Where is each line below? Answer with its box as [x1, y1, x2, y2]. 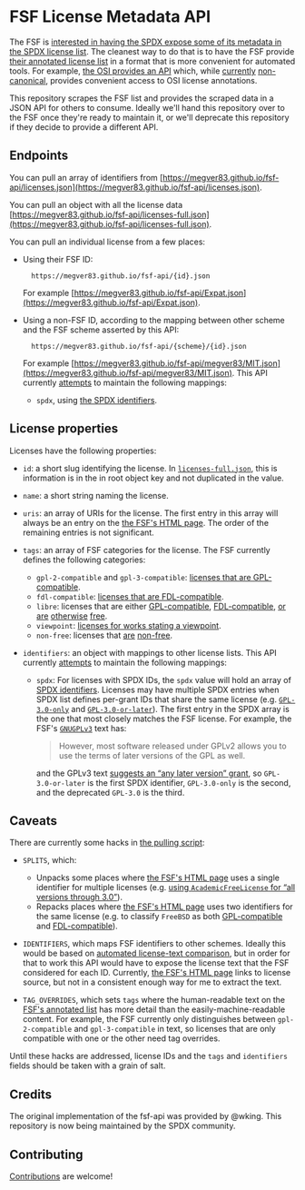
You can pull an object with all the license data [9, 199, 183, 210]
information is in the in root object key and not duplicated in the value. [22, 472, 284, 483]
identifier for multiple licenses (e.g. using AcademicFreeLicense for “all [35, 882, 296, 893]
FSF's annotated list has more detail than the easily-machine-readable [22, 1004, 286, 1015]
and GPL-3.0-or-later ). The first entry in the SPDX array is [71, 703, 290, 714]
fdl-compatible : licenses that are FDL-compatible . [35, 590, 224, 601]
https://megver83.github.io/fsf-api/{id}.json [31, 271, 211, 281]
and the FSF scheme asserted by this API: [22, 324, 180, 335]
